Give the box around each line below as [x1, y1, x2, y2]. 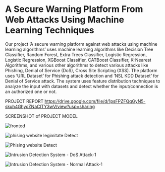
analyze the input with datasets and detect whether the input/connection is [5, 83, 159, 89]
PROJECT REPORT [5, 98, 44, 104]
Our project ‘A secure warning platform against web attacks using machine [5, 41, 158, 47]
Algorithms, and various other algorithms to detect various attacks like [5, 62, 149, 68]
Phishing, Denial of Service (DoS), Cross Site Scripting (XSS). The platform [5, 67, 158, 73]
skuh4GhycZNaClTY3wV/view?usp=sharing [5, 103, 95, 109]
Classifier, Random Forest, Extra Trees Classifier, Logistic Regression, [5, 51, 147, 58]
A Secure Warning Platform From [5, 3, 143, 15]
